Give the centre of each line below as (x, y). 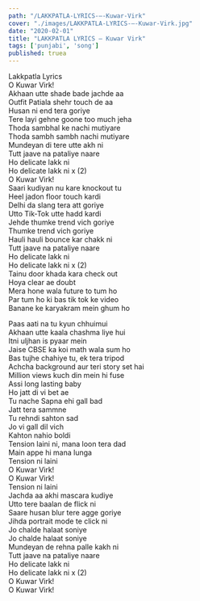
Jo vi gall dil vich (36, 427)
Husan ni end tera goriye (49, 111)
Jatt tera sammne (37, 410)
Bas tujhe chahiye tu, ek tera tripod (67, 358)
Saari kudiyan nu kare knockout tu (65, 188)
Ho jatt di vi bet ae (39, 392)
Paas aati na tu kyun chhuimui (58, 324)
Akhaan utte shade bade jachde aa (66, 93)
